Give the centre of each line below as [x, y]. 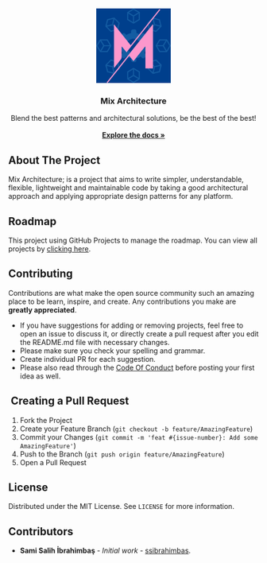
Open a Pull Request [53, 462]
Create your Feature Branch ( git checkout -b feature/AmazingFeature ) [136, 429]
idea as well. [40, 376]
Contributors [41, 532]
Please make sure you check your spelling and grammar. [112, 351]
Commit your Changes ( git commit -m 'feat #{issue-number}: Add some [139, 437]
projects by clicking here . [50, 248]
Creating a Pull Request [70, 401]
